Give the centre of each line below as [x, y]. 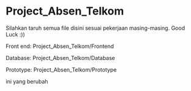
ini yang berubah [27, 81]
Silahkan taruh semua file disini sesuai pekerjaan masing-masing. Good [95, 28]
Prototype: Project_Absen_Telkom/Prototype [61, 69]
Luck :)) [16, 34]
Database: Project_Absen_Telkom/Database [60, 58]
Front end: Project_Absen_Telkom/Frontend [60, 46]
